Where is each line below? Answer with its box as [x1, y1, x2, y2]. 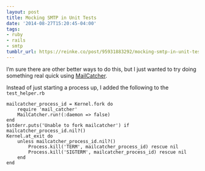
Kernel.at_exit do [6, 133, 53, 139]
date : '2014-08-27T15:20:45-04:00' [6, 20, 97, 26]
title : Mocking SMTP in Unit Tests [6, 15, 97, 21]
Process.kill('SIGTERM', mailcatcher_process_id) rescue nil [28, 149, 187, 155]
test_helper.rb [6, 90, 45, 96]
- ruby [6, 32, 23, 38]
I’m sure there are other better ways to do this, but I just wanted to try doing [6, 65, 196, 73]
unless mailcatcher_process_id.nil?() [17, 138, 116, 144]
